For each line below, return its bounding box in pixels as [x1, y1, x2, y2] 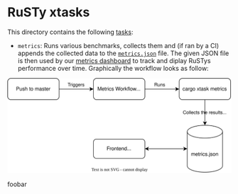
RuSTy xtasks [7, 4, 90, 21]
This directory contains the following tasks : [7, 28, 134, 36]
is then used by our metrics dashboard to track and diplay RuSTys [17, 56, 211, 64]
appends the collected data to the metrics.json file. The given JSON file [17, 49, 229, 57]
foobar [7, 180, 27, 188]
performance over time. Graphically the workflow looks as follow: [17, 64, 209, 72]
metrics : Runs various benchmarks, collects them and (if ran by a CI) [17, 41, 220, 50]
